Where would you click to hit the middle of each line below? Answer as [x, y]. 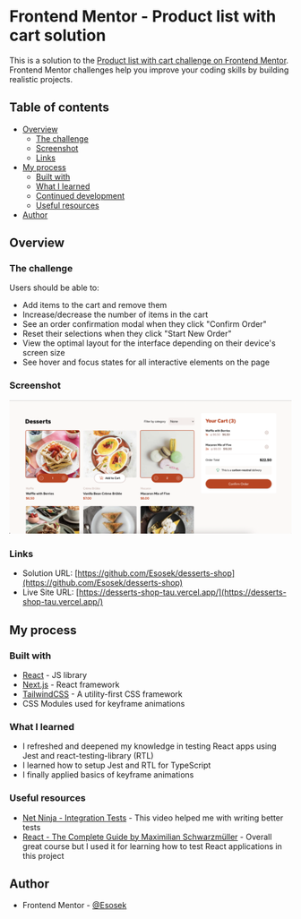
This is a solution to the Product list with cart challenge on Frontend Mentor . [149, 60]
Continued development [80, 195]
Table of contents [59, 108]
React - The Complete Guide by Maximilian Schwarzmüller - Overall [147, 837]
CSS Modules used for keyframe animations [103, 703]
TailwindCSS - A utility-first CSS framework [103, 694]
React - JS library [55, 674]
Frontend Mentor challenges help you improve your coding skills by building [149, 70]
